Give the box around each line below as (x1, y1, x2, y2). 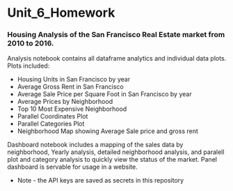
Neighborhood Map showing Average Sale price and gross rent (17, 127, 198, 135)
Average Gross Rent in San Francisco (17, 82, 124, 91)
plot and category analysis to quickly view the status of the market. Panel (7, 155, 218, 164)
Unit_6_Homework (7, 5, 115, 21)
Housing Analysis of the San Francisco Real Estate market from (7, 30, 225, 40)
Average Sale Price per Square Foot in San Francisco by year (17, 90, 193, 98)
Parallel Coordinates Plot (17, 112, 88, 121)
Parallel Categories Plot (17, 120, 85, 128)
